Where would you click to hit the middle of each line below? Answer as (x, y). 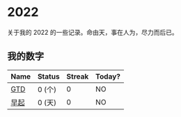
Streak (78, 76)
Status (49, 76)
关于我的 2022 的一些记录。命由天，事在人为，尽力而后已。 (93, 32)
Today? (108, 76)
